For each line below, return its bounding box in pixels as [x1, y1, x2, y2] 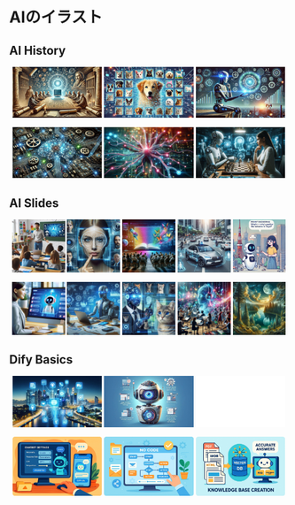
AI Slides [9, 195, 59, 210]
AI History [9, 42, 66, 57]
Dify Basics [9, 352, 74, 367]
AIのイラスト [9, 7, 104, 27]
